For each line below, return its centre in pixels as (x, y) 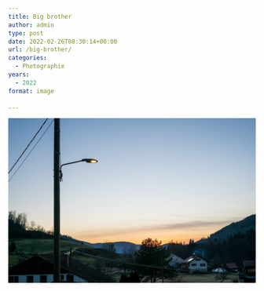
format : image (31, 91)
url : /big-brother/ (40, 50)
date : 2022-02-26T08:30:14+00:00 (63, 42)
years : (19, 75)
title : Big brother (40, 16)
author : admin (31, 25)
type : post (26, 33)
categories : (27, 58)
